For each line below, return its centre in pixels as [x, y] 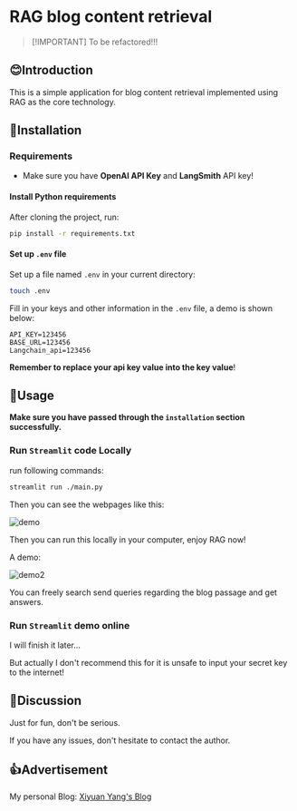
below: [22, 318]
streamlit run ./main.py [56, 487]
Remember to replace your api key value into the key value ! [123, 367]
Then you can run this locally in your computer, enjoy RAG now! [128, 539]
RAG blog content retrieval [111, 17]
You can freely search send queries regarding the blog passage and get [144, 592]
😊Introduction [51, 70]
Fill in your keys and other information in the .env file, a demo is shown [141, 308]
